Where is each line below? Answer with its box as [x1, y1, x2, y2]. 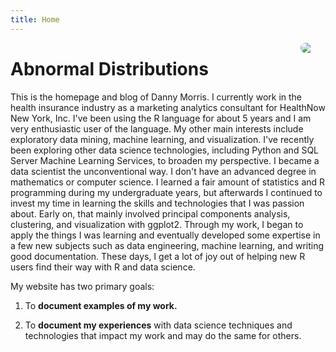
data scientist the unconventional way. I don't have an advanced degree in [10, 165, 317, 177]
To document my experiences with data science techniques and [24, 319, 293, 331]
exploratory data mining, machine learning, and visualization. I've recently [10, 133, 315, 145]
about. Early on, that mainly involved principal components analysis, [10, 207, 291, 220]
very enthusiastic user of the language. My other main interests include [10, 122, 304, 135]
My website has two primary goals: [10, 280, 155, 292]
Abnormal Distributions [10, 57, 209, 80]
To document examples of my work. [24, 299, 178, 311]
